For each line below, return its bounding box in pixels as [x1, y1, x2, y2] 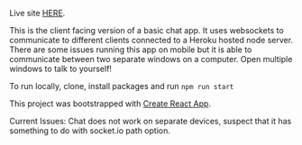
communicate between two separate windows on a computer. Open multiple [9, 54, 293, 64]
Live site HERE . [9, 8, 66, 18]
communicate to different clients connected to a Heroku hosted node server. [9, 35, 294, 45]
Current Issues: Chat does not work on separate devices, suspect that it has [9, 116, 292, 126]
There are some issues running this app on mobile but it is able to [9, 44, 252, 55]
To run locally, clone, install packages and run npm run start [9, 81, 234, 91]
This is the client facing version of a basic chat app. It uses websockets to [9, 25, 284, 35]
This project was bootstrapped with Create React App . [9, 98, 212, 109]
